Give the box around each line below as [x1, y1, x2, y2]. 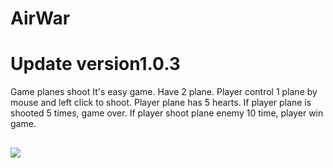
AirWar [10, 7, 71, 30]
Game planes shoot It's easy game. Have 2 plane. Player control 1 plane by [10, 86, 318, 98]
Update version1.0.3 [10, 53, 181, 76]
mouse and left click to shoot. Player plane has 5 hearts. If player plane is [10, 97, 312, 109]
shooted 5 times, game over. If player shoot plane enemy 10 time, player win [10, 107, 324, 119]
